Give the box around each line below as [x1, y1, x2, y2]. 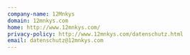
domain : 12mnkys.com [7, 17, 69, 24]
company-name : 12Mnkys [7, 10, 75, 18]
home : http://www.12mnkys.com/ [7, 24, 101, 31]
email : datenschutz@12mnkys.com [7, 37, 104, 44]
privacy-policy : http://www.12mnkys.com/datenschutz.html [7, 30, 184, 38]
